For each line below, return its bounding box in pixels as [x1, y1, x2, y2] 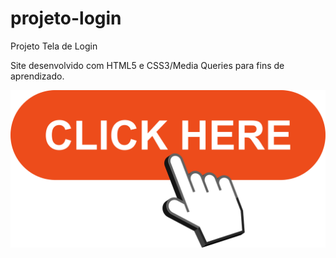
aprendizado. [10, 70, 65, 82]
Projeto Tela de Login [10, 40, 98, 52]
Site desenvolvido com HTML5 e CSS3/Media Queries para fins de [10, 59, 285, 71]
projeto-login [10, 7, 122, 30]
